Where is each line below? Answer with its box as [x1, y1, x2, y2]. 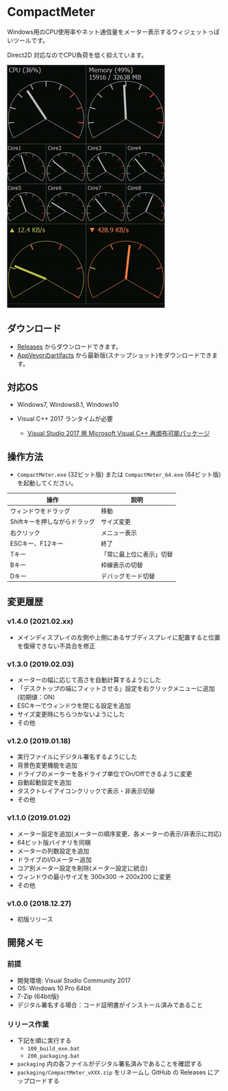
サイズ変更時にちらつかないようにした [16, 710, 125, 718]
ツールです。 [12, 36, 49, 45]
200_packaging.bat [27, 1053, 80, 1059]
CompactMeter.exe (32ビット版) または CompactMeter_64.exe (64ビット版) [16, 471, 221, 479]
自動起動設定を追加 [16, 778, 72, 786]
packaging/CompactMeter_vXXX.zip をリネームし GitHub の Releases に [16, 1068, 214, 1076]
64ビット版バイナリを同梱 [16, 838, 91, 846]
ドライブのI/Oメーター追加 [16, 855, 92, 863]
